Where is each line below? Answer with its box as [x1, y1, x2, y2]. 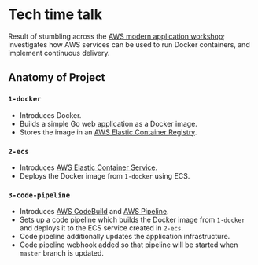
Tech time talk [8, 6, 102, 24]
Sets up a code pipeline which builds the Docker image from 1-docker [19, 215, 245, 225]
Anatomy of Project [8, 71, 105, 84]
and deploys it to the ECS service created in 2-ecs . [19, 223, 183, 233]
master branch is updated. [19, 248, 105, 258]
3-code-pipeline [8, 190, 71, 200]
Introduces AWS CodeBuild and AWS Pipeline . [19, 207, 169, 216]
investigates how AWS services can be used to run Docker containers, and [8, 39, 250, 49]
